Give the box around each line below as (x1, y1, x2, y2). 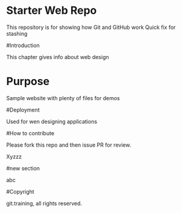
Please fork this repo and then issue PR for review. (6, 141, 131, 148)
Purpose (6, 75, 50, 88)
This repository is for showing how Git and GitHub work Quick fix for (6, 24, 176, 31)
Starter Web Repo (6, 4, 97, 17)
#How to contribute (6, 129, 55, 136)
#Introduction (6, 42, 40, 49)
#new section (6, 164, 40, 172)
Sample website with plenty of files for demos (6, 94, 121, 101)
